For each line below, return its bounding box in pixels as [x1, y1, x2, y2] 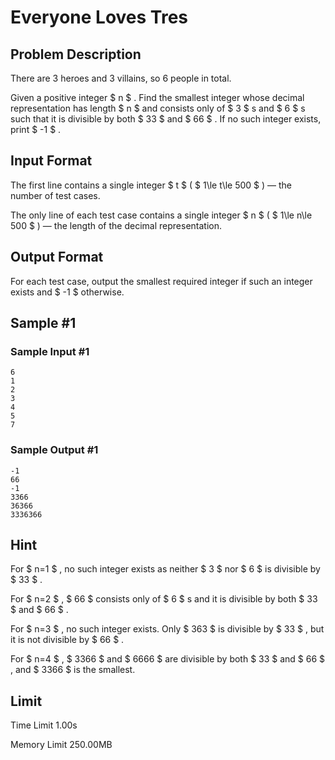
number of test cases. [10, 189, 101, 201]
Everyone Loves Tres [10, 6, 189, 29]
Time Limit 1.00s [10, 719, 78, 731]
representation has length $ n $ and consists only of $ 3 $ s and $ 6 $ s [10, 102, 306, 114]
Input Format [10, 152, 93, 170]
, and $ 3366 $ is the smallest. [10, 664, 136, 676]
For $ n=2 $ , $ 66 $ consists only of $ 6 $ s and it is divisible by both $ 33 [10, 593, 318, 605]
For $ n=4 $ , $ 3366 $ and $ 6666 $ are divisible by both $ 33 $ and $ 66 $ [10, 653, 326, 665]
